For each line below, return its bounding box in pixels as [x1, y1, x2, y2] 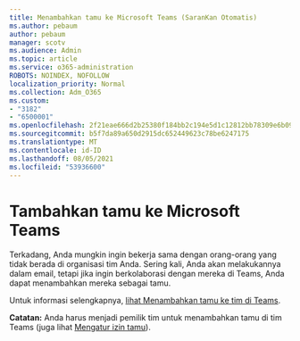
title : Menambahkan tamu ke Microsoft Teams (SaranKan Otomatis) [9, 12, 257, 22]
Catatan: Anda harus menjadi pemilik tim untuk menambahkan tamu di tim [9, 312, 283, 323]
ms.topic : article [9, 54, 78, 63]
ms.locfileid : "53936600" [9, 162, 105, 171]
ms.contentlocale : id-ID [9, 146, 102, 154]
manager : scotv [9, 37, 66, 47]
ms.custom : [9, 96, 50, 105]
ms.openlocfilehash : [9, 121, 87, 130]
